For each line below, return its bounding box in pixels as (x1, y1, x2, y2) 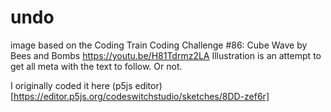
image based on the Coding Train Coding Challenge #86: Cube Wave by (10, 39, 308, 51)
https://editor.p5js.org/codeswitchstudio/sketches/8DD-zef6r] (13, 90, 270, 102)
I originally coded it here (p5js (10, 79, 133, 91)
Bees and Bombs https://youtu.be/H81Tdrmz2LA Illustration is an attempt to (10, 49, 322, 61)
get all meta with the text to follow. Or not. (10, 60, 183, 72)
